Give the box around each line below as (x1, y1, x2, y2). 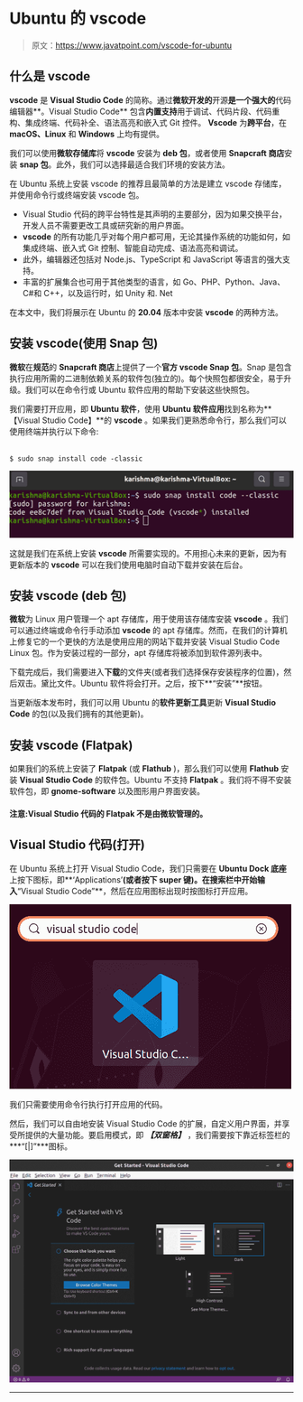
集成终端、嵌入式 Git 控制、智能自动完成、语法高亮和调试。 (22, 242, 243, 253)
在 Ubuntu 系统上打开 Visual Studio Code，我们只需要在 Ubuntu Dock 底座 (9, 863, 287, 874)
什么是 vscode (9, 69, 91, 84)
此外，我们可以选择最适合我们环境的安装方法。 (55, 159, 230, 170)
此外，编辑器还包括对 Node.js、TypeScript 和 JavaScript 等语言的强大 (22, 254, 282, 265)
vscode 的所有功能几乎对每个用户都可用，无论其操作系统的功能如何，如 (22, 231, 290, 242)
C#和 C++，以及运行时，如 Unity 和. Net (22, 287, 173, 298)
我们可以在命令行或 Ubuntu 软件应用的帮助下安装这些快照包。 (24, 384, 255, 395)
